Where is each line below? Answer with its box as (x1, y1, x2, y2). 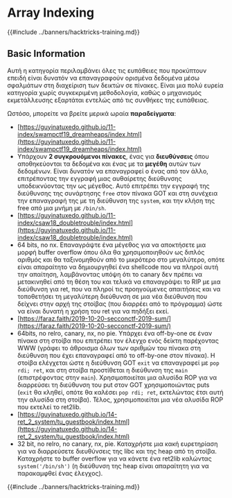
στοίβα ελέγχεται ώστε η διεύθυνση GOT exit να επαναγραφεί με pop (17, 359, 220, 367)
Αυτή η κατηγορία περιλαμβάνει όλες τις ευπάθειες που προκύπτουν (7, 66, 207, 74)
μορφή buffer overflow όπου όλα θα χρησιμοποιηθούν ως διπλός (17, 248, 205, 256)
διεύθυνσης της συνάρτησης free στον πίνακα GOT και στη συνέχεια (17, 189, 218, 197)
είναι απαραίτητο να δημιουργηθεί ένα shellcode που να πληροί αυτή (17, 262, 219, 271)
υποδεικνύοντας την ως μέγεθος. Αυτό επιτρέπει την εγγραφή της (17, 182, 210, 190)
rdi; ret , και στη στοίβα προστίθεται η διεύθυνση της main (17, 366, 188, 374)
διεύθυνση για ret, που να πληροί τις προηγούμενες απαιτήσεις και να (17, 284, 221, 293)
